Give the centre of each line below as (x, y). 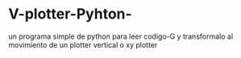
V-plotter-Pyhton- (71, 14)
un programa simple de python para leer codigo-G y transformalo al (121, 36)
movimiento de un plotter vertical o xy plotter (83, 44)
